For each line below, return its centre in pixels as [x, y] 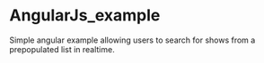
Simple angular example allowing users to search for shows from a [132, 40]
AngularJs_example [85, 16]
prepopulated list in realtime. [62, 49]
